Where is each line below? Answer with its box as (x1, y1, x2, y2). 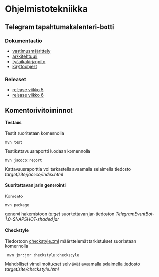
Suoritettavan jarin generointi (5, 182, 66, 188)
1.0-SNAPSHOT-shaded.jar (5, 216, 59, 222)
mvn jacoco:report (5, 158, 42, 163)
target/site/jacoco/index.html (5, 171, 63, 177)
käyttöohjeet (12, 64, 37, 69)
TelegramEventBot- (115, 211, 155, 217)
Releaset (5, 76, 27, 82)
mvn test (5, 140, 23, 145)
